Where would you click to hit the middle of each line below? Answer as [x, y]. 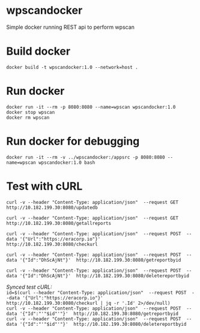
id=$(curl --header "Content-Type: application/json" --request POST [96, 292]
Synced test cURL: [29, 287]
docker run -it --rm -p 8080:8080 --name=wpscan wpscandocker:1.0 [91, 107]
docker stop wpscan [31, 112]
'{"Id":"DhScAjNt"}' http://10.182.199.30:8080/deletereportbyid [104, 276]
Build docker [38, 51]
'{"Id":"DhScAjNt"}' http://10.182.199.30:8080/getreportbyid [100, 260]
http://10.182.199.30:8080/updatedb [52, 208]
